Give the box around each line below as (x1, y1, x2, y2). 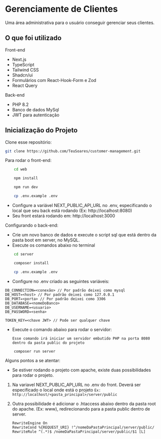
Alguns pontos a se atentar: (5, 358, 60, 363)
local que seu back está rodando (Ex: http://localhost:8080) (12, 207, 133, 213)
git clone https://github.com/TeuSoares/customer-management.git (5, 149, 141, 154)
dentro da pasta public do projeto (12, 340, 85, 345)
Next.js (12, 56, 27, 62)
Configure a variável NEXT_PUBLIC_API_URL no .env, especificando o (12, 202, 152, 208)
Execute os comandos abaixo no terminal (12, 242, 95, 248)
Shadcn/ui (12, 72, 33, 78)
